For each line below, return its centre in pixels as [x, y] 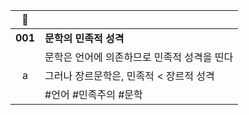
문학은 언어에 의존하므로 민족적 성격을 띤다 [139, 57]
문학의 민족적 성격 [84, 38]
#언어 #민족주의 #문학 [93, 94]
